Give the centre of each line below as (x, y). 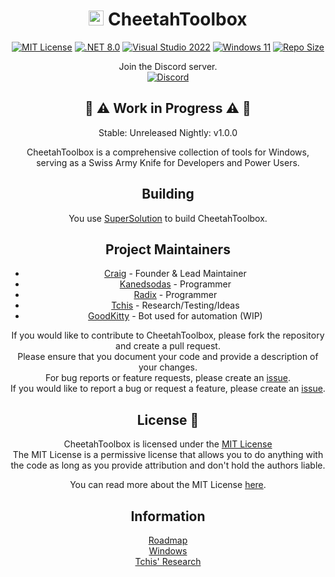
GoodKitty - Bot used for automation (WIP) (175, 316)
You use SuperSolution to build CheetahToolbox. (168, 218)
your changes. (168, 367)
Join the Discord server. (168, 66)
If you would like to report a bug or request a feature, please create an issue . (168, 389)
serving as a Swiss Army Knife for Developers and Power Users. (168, 162)
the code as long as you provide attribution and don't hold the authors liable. (168, 465)
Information (168, 516)
